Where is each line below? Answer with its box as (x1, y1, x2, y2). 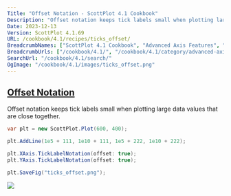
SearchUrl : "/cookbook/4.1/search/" (7, 55, 112, 62)
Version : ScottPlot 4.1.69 (7, 29, 85, 36)
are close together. (7, 112, 60, 120)
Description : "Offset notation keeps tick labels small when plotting (7, 17, 214, 23)
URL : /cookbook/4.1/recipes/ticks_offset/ (7, 36, 131, 43)
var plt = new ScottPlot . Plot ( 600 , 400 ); (7, 125, 128, 133)
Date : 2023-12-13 (7, 23, 57, 30)
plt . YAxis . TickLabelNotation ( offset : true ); (7, 157, 137, 164)
